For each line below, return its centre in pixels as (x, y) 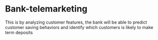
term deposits (19, 32)
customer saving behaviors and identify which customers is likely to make (79, 27)
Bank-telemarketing (46, 9)
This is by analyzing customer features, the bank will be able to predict (76, 22)
